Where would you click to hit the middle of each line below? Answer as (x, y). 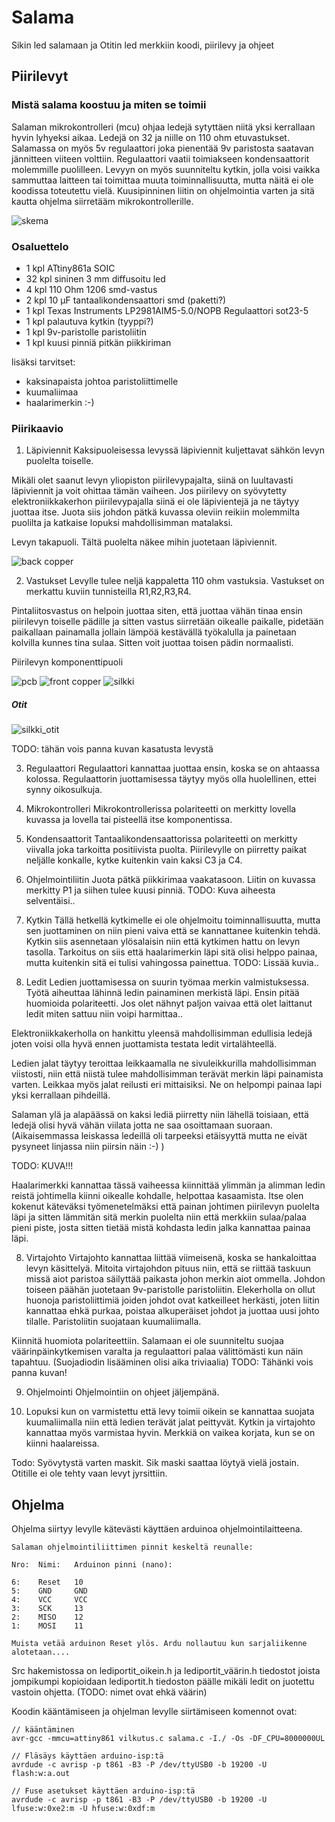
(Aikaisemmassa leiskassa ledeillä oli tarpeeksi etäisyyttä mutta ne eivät (159, 1136)
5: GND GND (49, 1591)
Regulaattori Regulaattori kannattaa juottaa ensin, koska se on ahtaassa (173, 768)
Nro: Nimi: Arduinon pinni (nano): (92, 1565)
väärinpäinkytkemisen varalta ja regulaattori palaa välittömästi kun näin (157, 1352)
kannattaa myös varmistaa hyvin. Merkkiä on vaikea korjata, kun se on (170, 1433)
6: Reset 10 (47, 1582)
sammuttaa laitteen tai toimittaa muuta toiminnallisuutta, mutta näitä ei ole (162, 180)
